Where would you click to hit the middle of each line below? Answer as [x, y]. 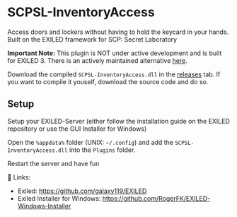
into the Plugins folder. [102, 150]
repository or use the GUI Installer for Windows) [77, 129]
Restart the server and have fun [53, 163]
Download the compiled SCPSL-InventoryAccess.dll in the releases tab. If [114, 74]
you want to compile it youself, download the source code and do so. [108, 81]
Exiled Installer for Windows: [59, 198]
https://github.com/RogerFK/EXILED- [156, 198]
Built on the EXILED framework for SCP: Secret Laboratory [92, 39]
